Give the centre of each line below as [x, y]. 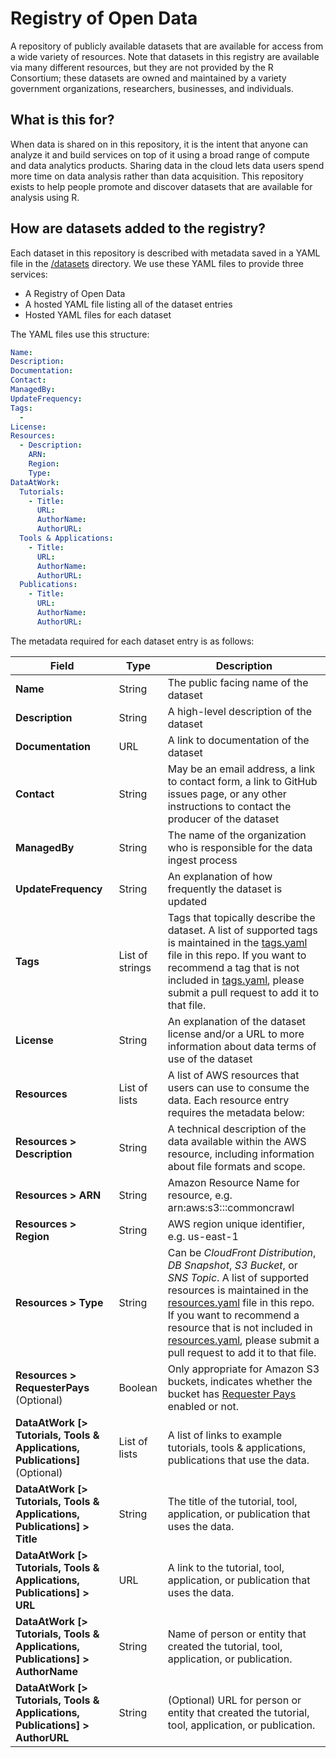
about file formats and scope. [236, 1166]
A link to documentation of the [238, 740]
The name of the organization [237, 835]
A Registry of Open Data [75, 293]
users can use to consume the [238, 1087]
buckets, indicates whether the [240, 1381]
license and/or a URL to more [236, 1034]
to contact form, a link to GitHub [242, 781]
